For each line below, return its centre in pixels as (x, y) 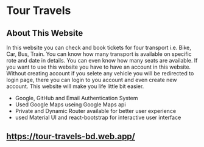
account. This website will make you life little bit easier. (75, 86)
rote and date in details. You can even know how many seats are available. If (102, 60)
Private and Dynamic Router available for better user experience (96, 111)
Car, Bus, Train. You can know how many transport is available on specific (99, 54)
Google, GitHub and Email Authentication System (76, 98)
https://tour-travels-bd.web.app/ (71, 136)
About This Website (45, 33)
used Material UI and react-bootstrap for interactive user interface (98, 117)
